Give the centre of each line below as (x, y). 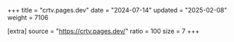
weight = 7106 (28, 17)
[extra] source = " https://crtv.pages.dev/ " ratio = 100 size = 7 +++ (104, 31)
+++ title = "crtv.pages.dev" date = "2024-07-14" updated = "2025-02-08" (117, 10)
